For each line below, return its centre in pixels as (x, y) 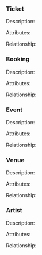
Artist (14, 211)
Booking (18, 59)
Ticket (15, 9)
